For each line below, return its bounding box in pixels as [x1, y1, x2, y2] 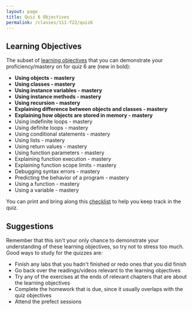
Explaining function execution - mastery [14, 155, 112, 163]
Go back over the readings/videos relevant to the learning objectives [14, 267, 181, 273]
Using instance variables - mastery [14, 87, 103, 94]
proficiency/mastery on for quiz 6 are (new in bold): [6, 63, 131, 70]
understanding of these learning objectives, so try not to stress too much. [6, 243, 184, 250]
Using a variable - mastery [14, 187, 79, 194]
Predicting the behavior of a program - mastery [14, 174, 129, 181]
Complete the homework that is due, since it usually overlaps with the [14, 286, 183, 292]
